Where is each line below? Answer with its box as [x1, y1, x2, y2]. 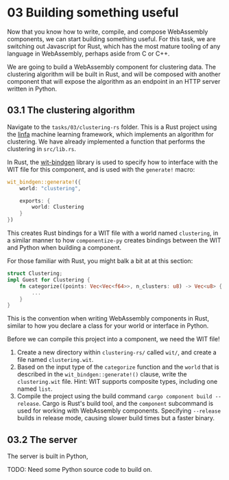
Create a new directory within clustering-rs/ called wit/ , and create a [16, 348, 217, 356]
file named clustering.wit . [16, 356, 94, 364]
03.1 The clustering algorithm [7, 104, 135, 116]
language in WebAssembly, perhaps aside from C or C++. [7, 49, 170, 58]
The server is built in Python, [7, 452, 88, 461]
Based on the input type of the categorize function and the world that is [16, 363, 219, 372]
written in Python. [7, 84, 57, 93]
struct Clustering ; [7, 270, 63, 277]
